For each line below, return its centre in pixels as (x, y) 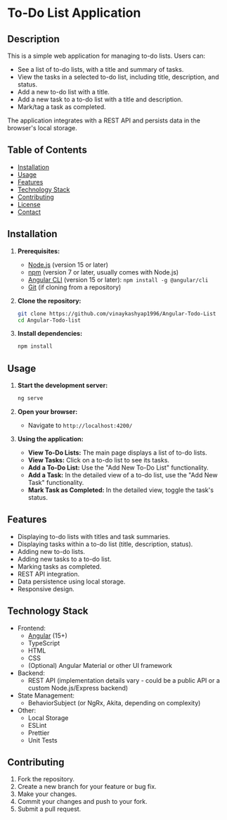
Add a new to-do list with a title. (64, 92)
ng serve (30, 398)
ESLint (37, 725)
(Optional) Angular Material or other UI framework (100, 665)
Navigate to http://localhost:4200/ (80, 425)
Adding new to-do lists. (51, 551)
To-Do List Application (74, 13)
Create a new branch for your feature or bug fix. (87, 787)
